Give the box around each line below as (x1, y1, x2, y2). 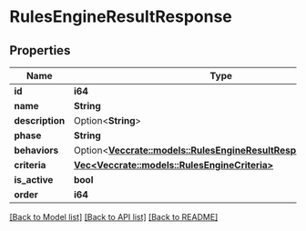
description (14, 115, 66, 126)
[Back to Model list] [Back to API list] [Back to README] (9, 212, 219, 222)
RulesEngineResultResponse (9, 6, 232, 27)
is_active (14, 174, 54, 186)
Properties (9, 43, 71, 58)
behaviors (14, 144, 59, 156)
